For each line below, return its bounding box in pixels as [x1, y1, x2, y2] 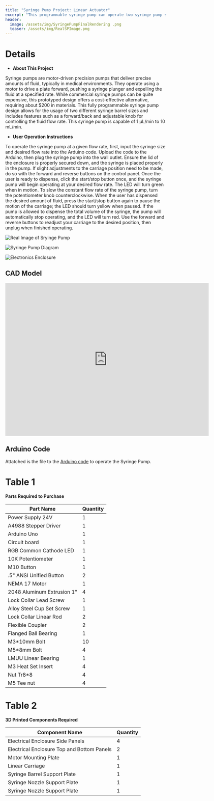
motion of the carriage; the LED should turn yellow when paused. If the [5, 203, 154, 209]
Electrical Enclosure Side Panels [8, 737, 85, 744]
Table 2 [5, 700, 37, 711]
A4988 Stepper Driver [8, 522, 61, 529]
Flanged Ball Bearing [8, 630, 57, 637]
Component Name [37, 729, 82, 736]
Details [5, 48, 36, 60]
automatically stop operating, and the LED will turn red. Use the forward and [5, 214, 165, 220]
